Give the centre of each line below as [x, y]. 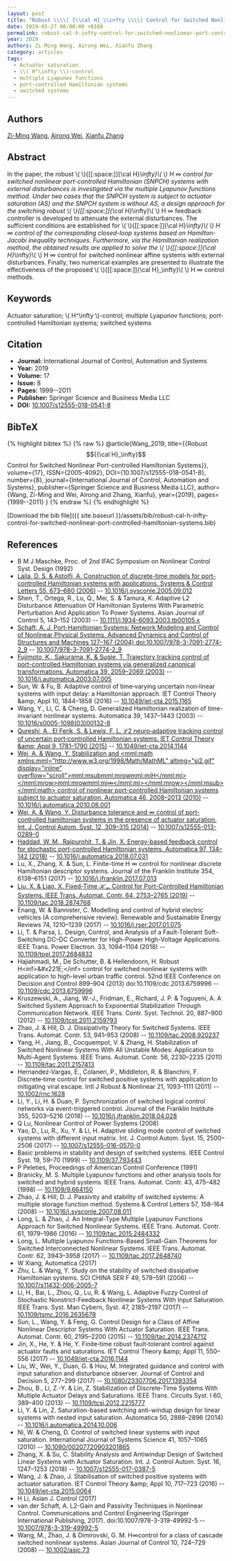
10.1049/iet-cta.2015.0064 [54, 1491]
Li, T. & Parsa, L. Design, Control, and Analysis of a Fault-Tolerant [110, 932]
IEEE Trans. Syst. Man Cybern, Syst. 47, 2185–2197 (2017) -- [103, 1307]
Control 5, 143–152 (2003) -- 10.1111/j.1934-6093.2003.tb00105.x [108, 620]
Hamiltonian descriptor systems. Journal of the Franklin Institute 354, [115, 871]
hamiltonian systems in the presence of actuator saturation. [132, 820]
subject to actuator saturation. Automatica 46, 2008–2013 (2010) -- [113, 797]
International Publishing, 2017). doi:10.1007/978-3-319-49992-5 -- [111, 1520]
